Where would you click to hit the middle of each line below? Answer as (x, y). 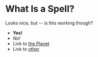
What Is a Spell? (40, 9)
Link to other (26, 49)
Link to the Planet (31, 43)
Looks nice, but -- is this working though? (49, 23)
